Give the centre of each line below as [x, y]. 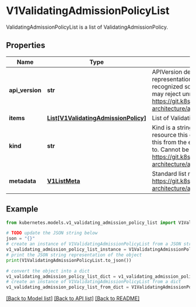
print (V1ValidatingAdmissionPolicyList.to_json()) [69, 260]
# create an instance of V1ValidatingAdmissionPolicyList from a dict [94, 282]
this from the [169, 142]
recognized [167, 86]
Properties [26, 45]
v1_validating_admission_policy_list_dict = [61, 277]
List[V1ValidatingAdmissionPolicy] [97, 118]
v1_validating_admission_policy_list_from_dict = [68, 287]
